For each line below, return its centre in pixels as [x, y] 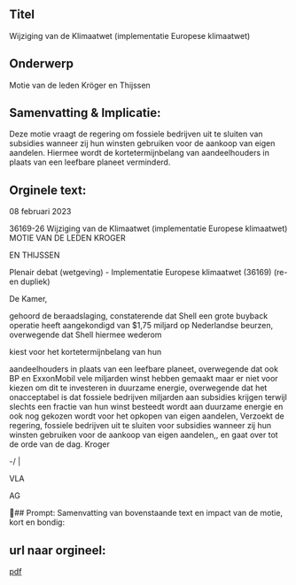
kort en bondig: [37, 522]
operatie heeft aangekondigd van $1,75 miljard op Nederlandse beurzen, [141, 326]
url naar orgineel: [58, 550]
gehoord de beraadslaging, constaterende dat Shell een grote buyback [139, 316]
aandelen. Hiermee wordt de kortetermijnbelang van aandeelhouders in [140, 153]
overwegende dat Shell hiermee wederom [86, 335]
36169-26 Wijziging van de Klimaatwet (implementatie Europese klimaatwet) [148, 228]
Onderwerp [41, 64]
